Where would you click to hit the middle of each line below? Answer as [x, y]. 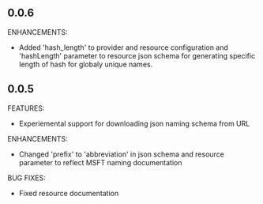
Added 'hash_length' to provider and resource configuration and [123, 47]
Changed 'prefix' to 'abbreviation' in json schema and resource [121, 154]
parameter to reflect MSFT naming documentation [100, 162]
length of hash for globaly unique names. [86, 64]
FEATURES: [26, 108]
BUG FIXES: [26, 178]
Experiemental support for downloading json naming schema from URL [134, 123]
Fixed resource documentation [69, 193]
